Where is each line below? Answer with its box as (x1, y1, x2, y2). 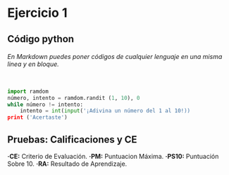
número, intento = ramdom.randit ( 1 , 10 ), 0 (7, 94, 140, 101)
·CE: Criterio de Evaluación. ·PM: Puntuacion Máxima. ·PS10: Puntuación (7, 152, 219, 160)
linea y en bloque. (7, 60, 60, 68)
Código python (7, 33, 75, 45)
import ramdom (7, 88, 49, 95)
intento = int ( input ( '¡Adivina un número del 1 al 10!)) (20, 108, 191, 115)
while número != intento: (7, 101, 83, 108)
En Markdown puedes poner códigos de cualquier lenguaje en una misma (7, 53, 223, 61)
